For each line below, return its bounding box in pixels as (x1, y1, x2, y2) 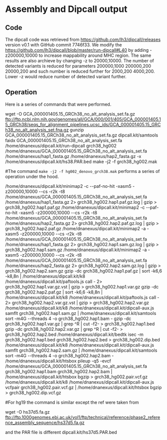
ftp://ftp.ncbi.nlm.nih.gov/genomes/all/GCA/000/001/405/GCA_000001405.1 (5, 116, 161, 122)
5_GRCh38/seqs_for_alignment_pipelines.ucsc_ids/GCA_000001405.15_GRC (5, 121, 161, 128)
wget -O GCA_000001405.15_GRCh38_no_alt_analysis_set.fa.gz (5, 111, 136, 117)
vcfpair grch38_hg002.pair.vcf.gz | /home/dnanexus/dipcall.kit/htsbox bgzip (5, 384, 162, 390)
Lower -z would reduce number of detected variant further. (5, 74, 127, 79)
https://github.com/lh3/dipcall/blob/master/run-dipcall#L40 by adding (5, 47, 149, 53)
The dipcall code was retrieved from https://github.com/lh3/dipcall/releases (5, 36, 161, 42)
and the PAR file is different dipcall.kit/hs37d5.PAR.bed (5, 429, 117, 435)
